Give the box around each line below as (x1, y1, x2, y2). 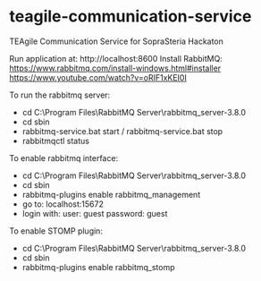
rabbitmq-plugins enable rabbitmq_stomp (21, 261, 176, 272)
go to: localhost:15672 (21, 199, 105, 209)
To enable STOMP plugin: (9, 226, 103, 236)
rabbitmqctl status (21, 135, 89, 146)
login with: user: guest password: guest (21, 208, 168, 218)
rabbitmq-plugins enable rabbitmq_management (21, 189, 201, 200)
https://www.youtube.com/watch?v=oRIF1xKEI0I (9, 72, 188, 82)
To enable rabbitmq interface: (9, 152, 119, 163)
